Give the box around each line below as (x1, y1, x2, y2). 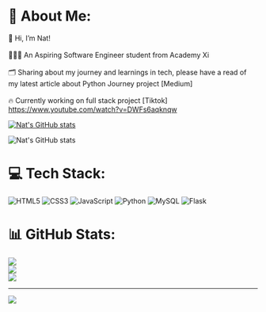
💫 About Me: (8, 7, 92, 25)
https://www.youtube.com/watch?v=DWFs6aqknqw (8, 105, 177, 114)
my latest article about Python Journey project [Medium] (8, 78, 193, 88)
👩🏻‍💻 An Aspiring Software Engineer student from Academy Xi (8, 50, 210, 59)
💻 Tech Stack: (8, 165, 106, 183)
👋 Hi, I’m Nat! (8, 33, 51, 43)
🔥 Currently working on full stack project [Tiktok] (8, 95, 168, 105)
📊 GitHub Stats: (8, 226, 116, 244)
